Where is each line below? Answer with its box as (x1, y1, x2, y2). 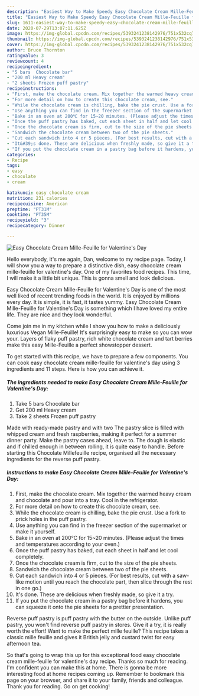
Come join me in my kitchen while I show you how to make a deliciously (6, 322, 181, 329)
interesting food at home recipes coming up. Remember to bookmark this (6, 670, 185, 677)
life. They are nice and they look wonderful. (6, 311, 113, 318)
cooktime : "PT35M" (6, 212, 52, 218)
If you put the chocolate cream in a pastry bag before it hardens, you (15, 597, 183, 604)
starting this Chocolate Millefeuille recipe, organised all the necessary (6, 449, 177, 456)
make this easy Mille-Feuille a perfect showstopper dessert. (6, 341, 152, 348)
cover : (6, 42, 23, 48)
